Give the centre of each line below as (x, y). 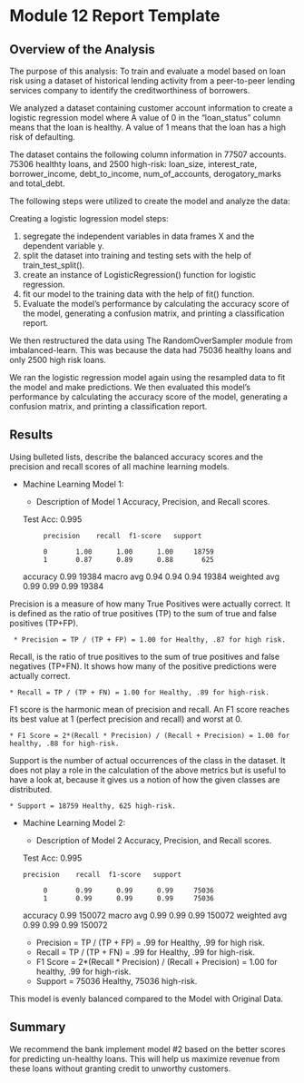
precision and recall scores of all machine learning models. (119, 466)
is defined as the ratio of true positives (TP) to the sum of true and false (143, 613)
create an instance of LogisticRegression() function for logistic (139, 275)
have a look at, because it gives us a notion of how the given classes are (145, 779)
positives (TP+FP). (44, 623)
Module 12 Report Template (115, 16)
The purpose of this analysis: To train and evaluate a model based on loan (147, 71)
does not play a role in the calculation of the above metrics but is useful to (148, 770)
